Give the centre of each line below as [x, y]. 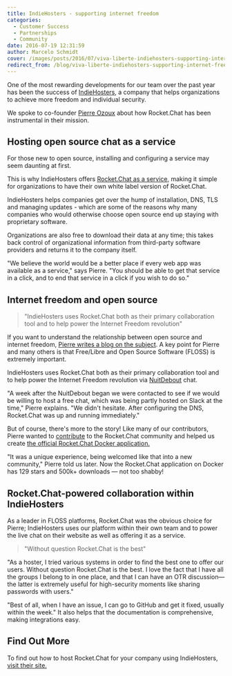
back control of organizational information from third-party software [104, 243]
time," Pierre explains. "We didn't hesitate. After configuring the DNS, [106, 408]
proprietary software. [37, 222]
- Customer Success [41, 26]
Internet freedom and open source [83, 300]
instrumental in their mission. [48, 120]
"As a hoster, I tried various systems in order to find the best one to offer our [116, 562]
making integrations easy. [44, 620]
